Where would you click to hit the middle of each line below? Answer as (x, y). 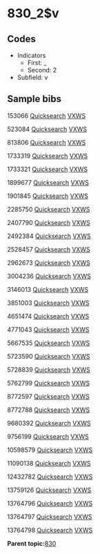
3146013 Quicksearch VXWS (48, 289)
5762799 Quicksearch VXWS (49, 383)
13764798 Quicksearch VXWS (50, 530)
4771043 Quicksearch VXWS (48, 329)
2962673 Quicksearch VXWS (49, 263)
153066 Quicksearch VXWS (47, 115)
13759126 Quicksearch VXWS (49, 490)
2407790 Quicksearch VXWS (49, 222)
